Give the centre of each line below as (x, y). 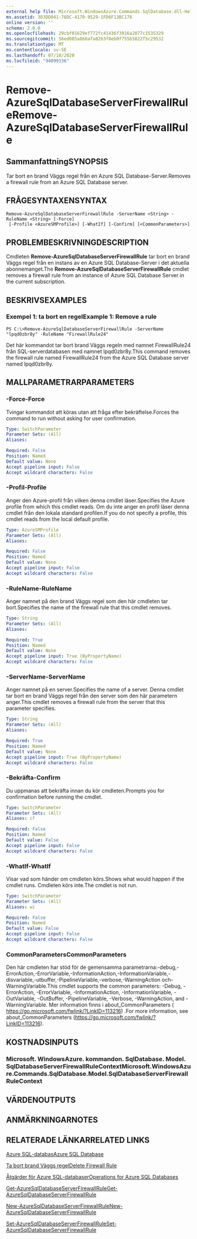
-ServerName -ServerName (46, 677)
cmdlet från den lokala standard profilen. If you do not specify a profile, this (96, 513)
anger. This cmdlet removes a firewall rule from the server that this (86, 702)
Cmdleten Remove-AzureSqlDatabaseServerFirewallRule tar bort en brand (98, 257)
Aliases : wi (21, 907)
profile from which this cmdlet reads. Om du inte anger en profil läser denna (98, 506)
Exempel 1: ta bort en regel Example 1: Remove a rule (81, 317)
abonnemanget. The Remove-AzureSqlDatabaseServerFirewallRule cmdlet (98, 269)
